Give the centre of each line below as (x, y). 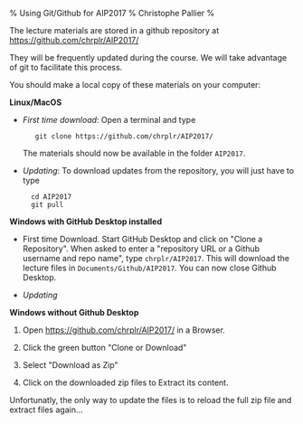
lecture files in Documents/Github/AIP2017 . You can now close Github (150, 268)
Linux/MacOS (36, 102)
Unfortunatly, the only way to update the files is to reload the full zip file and (151, 400)
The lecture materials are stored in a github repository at (114, 30)
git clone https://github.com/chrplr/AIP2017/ (124, 137)
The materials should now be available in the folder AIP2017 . (134, 153)
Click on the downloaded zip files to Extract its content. (125, 382)
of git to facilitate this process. (66, 67)
